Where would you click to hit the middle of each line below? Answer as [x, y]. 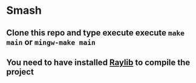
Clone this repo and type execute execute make [96, 33]
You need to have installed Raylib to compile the [98, 62]
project [20, 72]
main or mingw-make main [51, 42]
